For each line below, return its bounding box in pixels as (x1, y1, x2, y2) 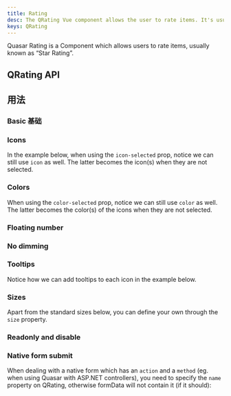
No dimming (7, 241, 49, 251)
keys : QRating (7, 23, 48, 30)
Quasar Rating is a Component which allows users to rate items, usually (7, 42, 210, 50)
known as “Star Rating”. (7, 49, 74, 57)
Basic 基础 (7, 116, 43, 126)
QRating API (7, 69, 60, 80)
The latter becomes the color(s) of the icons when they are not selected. (7, 206, 212, 214)
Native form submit (7, 351, 74, 360)
